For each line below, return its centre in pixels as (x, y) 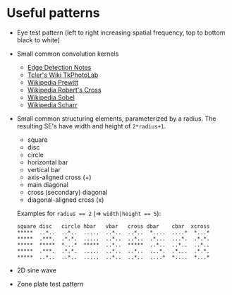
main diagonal (48, 184)
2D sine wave (37, 270)
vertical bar (44, 169)
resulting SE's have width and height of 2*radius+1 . (91, 126)
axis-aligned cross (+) (60, 177)
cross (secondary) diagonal (67, 192)
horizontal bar (48, 162)
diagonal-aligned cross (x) (66, 200)
